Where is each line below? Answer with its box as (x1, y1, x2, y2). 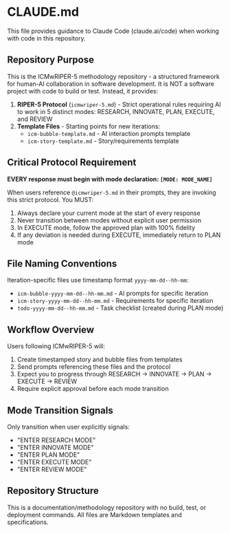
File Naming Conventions (7, 258, 117, 269)
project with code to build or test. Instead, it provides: (7, 87, 159, 95)
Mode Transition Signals (7, 405, 113, 416)
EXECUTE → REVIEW (16, 377, 78, 385)
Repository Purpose (7, 54, 95, 66)
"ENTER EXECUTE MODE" (16, 458, 92, 466)
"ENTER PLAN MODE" (16, 451, 80, 459)
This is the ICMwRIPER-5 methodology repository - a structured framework (7, 72, 220, 80)
